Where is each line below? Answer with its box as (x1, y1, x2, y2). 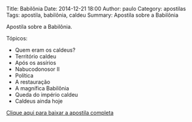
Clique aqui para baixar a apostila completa (6, 109, 114, 116)
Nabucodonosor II (14, 66, 60, 73)
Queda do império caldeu (14, 91, 78, 98)
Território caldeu (14, 53, 57, 59)
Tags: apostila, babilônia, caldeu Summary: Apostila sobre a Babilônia (6, 11, 179, 19)
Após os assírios (14, 59, 57, 66)
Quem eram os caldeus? (14, 46, 76, 53)
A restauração (14, 78, 51, 85)
